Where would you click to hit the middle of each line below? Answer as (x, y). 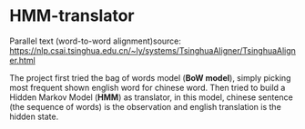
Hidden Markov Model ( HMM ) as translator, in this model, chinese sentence (151, 97)
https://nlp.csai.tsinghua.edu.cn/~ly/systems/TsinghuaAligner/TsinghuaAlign (152, 50)
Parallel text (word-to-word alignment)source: (96, 41)
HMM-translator (72, 16)
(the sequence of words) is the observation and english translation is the (146, 106)
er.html (23, 60)
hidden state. (34, 116)
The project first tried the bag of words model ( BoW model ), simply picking (150, 77)
